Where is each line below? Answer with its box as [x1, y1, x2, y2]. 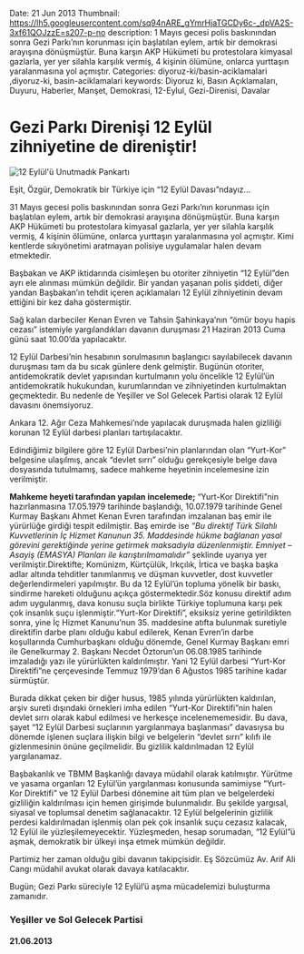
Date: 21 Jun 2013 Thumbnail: [9, 8, 121, 18]
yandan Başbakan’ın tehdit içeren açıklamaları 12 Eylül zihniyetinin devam [9, 287, 283, 298]
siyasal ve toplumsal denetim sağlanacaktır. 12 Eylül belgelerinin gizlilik [9, 807, 274, 817]
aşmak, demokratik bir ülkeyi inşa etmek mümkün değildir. [9, 836, 227, 847]
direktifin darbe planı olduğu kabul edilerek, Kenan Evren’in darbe [9, 626, 254, 637]
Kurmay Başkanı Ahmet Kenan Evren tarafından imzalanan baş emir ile [9, 510, 272, 522]
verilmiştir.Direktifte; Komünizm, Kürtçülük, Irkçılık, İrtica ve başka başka [9, 559, 279, 570]
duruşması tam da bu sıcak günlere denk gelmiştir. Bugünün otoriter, [9, 360, 265, 371]
